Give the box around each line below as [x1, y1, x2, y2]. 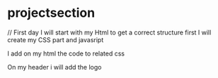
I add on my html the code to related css [7, 49, 125, 58]
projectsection [7, 5, 96, 21]
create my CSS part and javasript [7, 35, 104, 44]
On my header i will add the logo [7, 63, 102, 71]
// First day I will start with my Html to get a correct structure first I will [7, 28, 212, 37]
